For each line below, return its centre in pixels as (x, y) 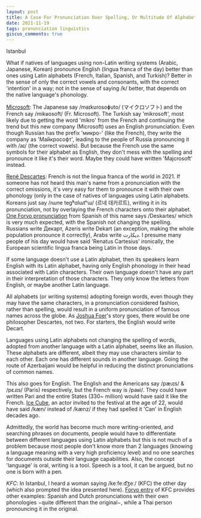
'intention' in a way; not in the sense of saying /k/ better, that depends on (96, 88)
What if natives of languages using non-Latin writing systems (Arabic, (92, 63)
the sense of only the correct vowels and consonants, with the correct (93, 82)
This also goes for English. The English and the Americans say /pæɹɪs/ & (95, 384)
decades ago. (23, 415)
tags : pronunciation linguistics (48, 29)
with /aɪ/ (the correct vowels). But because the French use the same (90, 146)
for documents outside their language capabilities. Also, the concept (90, 459)
